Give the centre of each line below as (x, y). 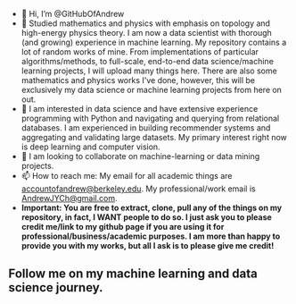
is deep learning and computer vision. (91, 147)
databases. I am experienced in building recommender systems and (146, 128)
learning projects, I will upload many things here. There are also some (149, 71)
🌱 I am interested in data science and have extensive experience (140, 109)
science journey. (56, 287)
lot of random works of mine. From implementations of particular (140, 52)
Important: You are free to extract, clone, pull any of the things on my (152, 207)
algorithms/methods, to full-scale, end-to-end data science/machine (147, 61)
